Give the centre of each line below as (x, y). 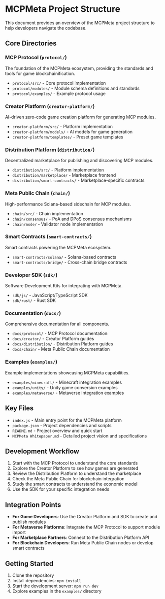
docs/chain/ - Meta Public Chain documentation (61, 349)
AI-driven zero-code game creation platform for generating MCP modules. (81, 117)
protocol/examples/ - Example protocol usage (59, 93)
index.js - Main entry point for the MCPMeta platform (67, 420)
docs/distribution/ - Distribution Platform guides (63, 344)
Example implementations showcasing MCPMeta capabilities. (67, 372)
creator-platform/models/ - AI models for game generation (72, 132)
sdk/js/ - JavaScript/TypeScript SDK (50, 295)
